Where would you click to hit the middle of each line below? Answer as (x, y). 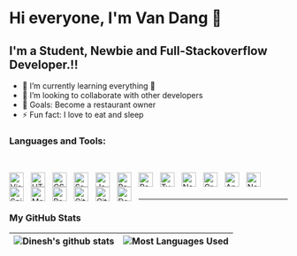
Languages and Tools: (57, 141)
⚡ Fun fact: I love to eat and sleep (83, 115)
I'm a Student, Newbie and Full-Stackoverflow (138, 51)
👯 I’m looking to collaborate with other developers (112, 95)
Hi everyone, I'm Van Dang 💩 (116, 18)
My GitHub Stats (45, 218)
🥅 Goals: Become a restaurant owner (89, 105)
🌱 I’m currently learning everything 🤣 (89, 86)
